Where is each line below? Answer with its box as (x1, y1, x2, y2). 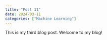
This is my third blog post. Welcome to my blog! (5, 30, 103, 36)
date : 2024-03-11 (5, 12, 41, 17)
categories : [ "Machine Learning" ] (5, 16, 77, 21)
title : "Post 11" (5, 7, 41, 12)
